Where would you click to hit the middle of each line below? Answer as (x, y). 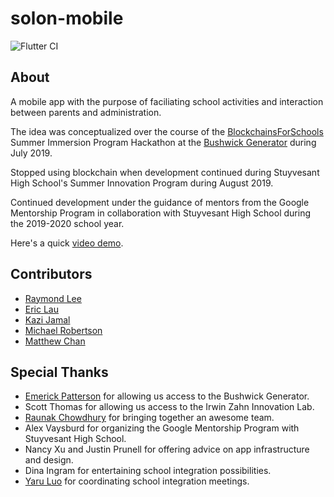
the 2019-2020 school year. (67, 223)
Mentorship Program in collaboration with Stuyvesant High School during (160, 213)
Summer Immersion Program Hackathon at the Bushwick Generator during (163, 142)
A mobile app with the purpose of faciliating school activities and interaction (167, 101)
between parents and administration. (86, 112)
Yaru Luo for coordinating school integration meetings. (137, 481)
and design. (49, 460)
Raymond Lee (53, 298)
